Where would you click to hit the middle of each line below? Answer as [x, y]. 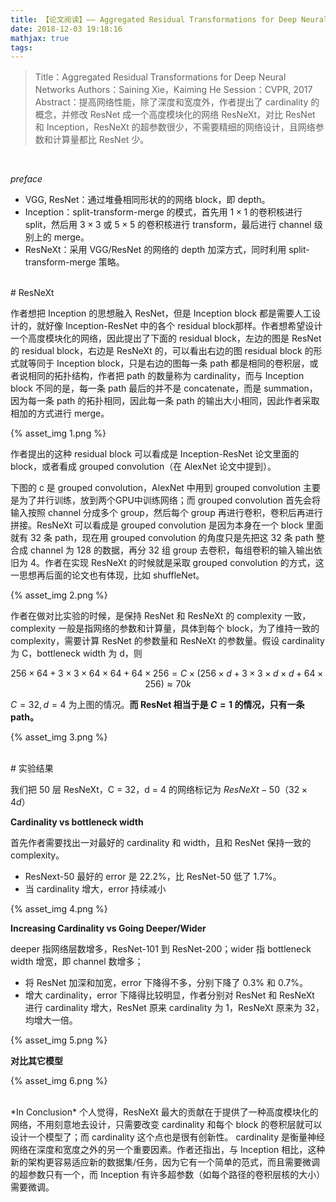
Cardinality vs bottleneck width [77, 822]
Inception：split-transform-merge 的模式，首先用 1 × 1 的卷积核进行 [163, 212]
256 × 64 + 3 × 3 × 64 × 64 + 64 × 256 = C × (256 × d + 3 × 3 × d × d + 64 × [167, 673]
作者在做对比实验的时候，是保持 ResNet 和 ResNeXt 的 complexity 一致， [161, 616]
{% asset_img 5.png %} [59, 1040]
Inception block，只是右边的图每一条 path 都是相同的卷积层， [183, 363]
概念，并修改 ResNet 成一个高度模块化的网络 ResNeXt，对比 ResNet [175, 115]
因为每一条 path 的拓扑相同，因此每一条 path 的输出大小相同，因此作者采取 [165, 401]
